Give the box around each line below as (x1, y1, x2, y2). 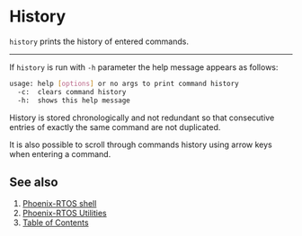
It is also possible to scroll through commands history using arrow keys (9, 139, 272, 150)
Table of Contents (22, 217, 89, 228)
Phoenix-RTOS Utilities (22, 208, 107, 219)
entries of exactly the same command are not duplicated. (9, 121, 221, 132)
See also (9, 174, 58, 189)
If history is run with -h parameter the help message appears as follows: (9, 61, 279, 73)
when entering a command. (9, 148, 111, 159)
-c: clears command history (17, 87, 127, 96)
